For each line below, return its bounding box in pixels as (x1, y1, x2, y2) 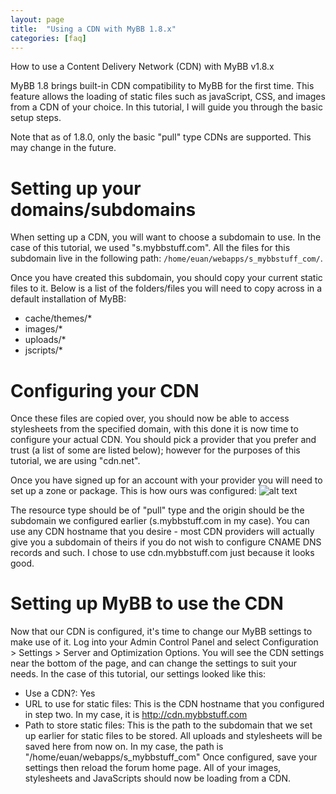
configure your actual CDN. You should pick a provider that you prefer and (10, 434, 317, 446)
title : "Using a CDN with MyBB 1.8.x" (10, 24, 177, 34)
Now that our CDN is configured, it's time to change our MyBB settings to (10, 626, 313, 638)
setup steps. (10, 112, 62, 124)
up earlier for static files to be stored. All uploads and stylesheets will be (24, 730, 323, 742)
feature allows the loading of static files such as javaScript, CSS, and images (10, 91, 326, 103)
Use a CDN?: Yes (24, 687, 96, 700)
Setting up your (10, 177, 142, 200)
